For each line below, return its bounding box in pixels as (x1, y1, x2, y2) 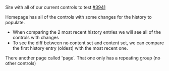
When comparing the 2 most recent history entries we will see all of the (12, 29, 161, 35)
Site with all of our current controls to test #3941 (5, 5, 106, 10)
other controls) (5, 60, 36, 66)
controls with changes (12, 35, 59, 40)
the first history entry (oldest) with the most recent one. (12, 45, 128, 51)
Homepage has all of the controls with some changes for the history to (5, 14, 152, 20)
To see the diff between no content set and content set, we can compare (12, 40, 164, 46)
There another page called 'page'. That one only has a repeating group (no (5, 55, 160, 61)
